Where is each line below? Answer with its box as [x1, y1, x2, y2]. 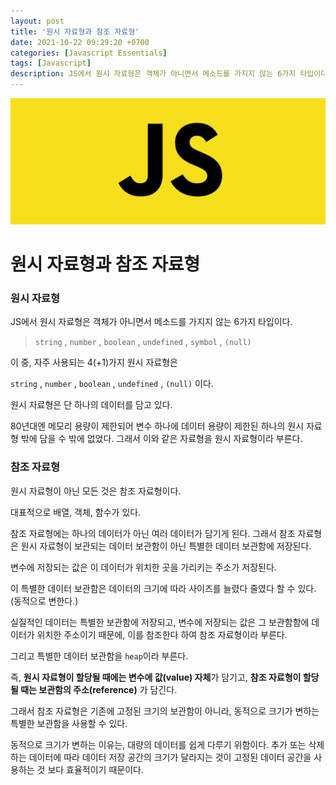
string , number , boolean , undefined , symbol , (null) [34, 336, 252, 348]
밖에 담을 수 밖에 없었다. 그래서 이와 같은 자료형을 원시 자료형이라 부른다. [20, 433, 303, 445]
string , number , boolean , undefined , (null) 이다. [10, 378, 214, 390]
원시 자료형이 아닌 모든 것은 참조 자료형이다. [10, 485, 182, 497]
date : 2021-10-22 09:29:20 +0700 [10, 37, 150, 47]
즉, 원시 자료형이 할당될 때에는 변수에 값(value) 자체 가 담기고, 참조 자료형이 [10, 671, 302, 683]
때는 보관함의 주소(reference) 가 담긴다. [20, 683, 178, 695]
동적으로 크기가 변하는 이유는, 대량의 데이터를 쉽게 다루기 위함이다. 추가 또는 [10, 738, 307, 750]
